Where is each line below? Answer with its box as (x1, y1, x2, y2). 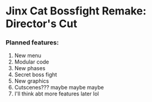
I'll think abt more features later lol (14, 90, 99, 97)
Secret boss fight (14, 71, 58, 79)
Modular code (14, 58, 49, 65)
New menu (14, 52, 41, 59)
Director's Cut (5, 17, 78, 31)
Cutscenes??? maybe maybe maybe (14, 84, 105, 91)
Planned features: (5, 38, 59, 47)
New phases (14, 65, 46, 72)
